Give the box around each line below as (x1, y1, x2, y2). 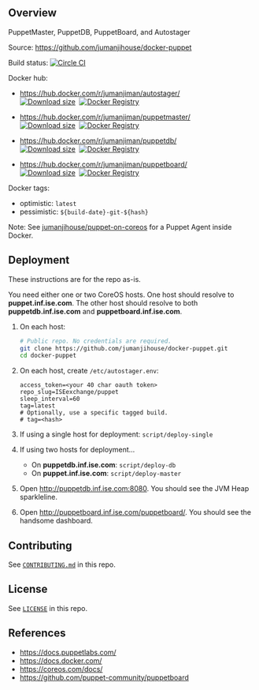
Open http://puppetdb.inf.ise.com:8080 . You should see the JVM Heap (19, 484, 250, 493)
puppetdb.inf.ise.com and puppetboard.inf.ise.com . (8, 306, 183, 316)
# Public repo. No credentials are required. (19, 337, 172, 345)
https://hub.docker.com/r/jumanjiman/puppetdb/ (19, 136, 177, 145)
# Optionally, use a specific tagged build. (19, 409, 168, 417)
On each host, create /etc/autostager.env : (19, 366, 159, 376)
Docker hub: (8, 73, 49, 82)
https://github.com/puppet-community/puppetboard (19, 673, 189, 682)
